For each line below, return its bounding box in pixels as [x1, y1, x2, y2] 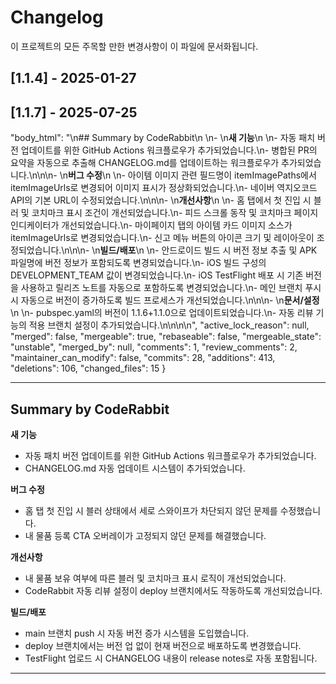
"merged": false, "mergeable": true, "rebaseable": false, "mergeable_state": [10, 331, 322, 343]
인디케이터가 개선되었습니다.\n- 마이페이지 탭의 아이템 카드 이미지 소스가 [10, 219, 293, 231]
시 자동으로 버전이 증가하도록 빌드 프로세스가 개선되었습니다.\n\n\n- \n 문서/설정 [10, 294, 320, 306]
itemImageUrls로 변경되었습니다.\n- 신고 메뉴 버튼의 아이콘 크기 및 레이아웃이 [10, 232, 315, 244]
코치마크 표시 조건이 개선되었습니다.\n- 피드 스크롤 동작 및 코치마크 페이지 [31, 207, 319, 219]
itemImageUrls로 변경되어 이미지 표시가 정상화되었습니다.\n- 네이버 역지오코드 [10, 182, 318, 194]
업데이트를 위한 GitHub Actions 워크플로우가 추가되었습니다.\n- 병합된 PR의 [20, 144, 318, 156]
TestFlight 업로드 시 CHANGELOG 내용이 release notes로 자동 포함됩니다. [24, 652, 318, 664]
